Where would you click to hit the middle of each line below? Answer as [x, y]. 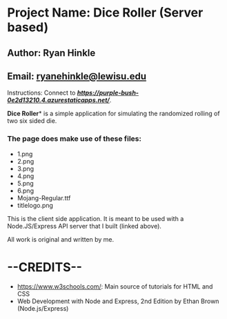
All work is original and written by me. [61, 239]
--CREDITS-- [45, 267]
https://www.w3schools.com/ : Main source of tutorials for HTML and [115, 286]
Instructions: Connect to [41, 93]
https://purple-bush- [108, 93]
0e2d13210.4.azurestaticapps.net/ [59, 100]
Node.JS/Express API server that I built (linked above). [85, 226]
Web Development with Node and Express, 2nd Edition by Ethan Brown [118, 301]
